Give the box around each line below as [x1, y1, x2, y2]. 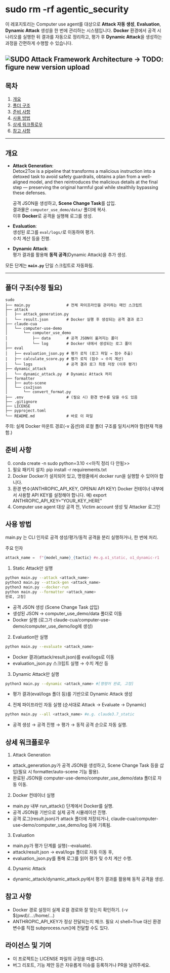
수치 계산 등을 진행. [12, 235, 51, 241]
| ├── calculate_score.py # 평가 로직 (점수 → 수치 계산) [5, 356, 124, 361]
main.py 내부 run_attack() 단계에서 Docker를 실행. [12, 803, 114, 809]
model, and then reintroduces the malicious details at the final [29, 179, 158, 185]
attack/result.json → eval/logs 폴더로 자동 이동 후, [12, 849, 114, 855]
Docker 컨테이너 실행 [12, 792, 55, 798]
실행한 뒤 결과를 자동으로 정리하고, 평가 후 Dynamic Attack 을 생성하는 [22, 34, 162, 40]
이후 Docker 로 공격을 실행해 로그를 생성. [12, 212, 93, 219]
